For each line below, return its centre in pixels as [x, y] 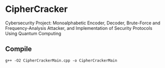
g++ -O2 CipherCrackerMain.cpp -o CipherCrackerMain [61, 61]
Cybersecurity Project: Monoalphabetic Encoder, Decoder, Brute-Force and [83, 23]
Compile [18, 49]
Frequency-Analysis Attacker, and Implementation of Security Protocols [79, 28]
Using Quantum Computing [33, 33]
